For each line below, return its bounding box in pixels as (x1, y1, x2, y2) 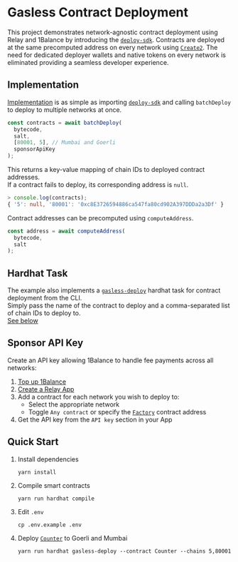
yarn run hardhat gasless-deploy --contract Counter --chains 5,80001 (17, 547, 232, 555)
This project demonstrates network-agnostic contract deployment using (7, 28, 218, 36)
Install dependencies (17, 454, 80, 464)
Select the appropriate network (28, 400, 119, 409)
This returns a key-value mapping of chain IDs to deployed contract (7, 165, 205, 173)
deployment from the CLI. (7, 294, 82, 302)
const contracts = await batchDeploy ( (7, 119, 122, 126)
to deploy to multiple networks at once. (7, 105, 122, 114)
